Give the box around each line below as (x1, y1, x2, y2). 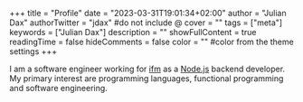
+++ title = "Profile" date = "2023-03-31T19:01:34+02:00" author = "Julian (9, 8, 287, 18)
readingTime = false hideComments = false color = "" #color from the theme (9, 36, 294, 47)
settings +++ (9, 46, 58, 57)
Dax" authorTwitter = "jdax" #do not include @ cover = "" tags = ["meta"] (9, 17, 283, 28)
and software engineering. (9, 83, 109, 93)
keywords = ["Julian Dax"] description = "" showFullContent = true (9, 27, 257, 37)
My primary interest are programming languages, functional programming (9, 73, 284, 84)
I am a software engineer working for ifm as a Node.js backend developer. (9, 63, 286, 74)
